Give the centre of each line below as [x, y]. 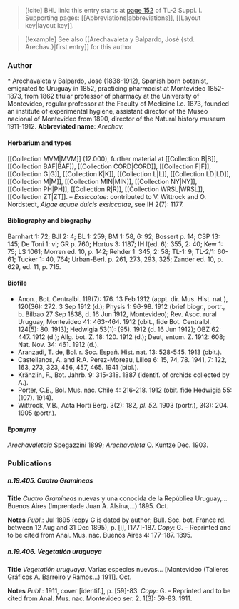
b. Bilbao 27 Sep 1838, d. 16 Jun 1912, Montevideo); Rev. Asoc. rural [117, 314]
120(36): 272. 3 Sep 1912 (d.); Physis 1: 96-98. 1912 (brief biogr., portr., [121, 306]
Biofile [17, 283]
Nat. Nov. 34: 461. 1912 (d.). [58, 344]
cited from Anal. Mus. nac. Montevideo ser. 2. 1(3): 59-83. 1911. [100, 598]
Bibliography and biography [49, 221]
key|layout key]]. [49, 25]
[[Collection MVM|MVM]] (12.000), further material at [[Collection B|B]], [113, 158]
